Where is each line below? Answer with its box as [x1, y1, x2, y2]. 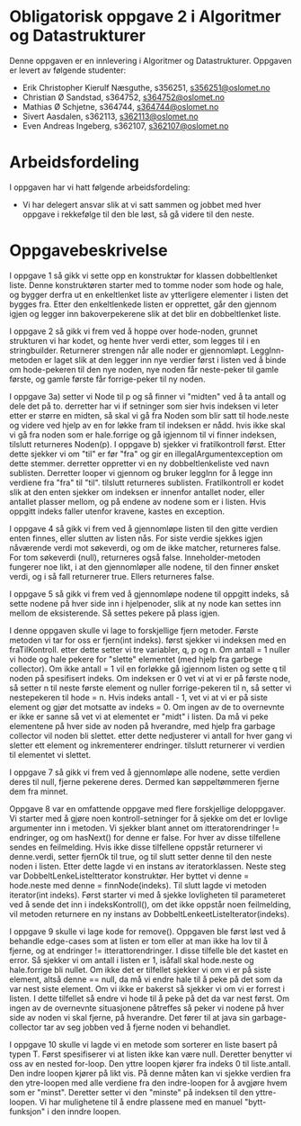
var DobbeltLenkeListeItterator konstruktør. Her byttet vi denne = [9, 870, 250, 881]
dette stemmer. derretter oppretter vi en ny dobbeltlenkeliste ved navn [9, 457, 270, 469]
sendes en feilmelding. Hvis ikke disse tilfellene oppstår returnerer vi [9, 842, 263, 852]
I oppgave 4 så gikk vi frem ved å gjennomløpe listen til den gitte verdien [9, 523, 279, 534]
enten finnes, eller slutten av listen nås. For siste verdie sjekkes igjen [9, 533, 263, 544]
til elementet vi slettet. [9, 749, 92, 760]
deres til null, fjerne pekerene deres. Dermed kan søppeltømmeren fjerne [9, 776, 280, 787]
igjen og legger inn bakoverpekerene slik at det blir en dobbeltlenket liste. [9, 308, 281, 319]
